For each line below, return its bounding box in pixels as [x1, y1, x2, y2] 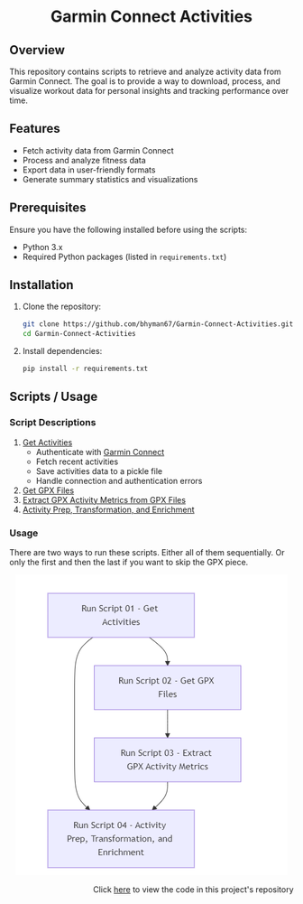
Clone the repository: [22, 301, 102, 312]
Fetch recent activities [35, 456, 119, 467]
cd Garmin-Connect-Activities [22, 330, 137, 339]
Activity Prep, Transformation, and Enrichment [22, 504, 196, 515]
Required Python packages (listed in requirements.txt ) [22, 251, 227, 262]
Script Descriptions [9, 416, 96, 429]
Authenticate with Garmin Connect [35, 446, 165, 457]
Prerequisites [9, 200, 87, 216]
